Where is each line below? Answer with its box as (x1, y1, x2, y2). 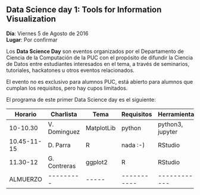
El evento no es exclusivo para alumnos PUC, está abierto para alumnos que (6, 78, 193, 85)
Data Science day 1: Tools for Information (6, 5, 162, 15)
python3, (157, 120, 183, 128)
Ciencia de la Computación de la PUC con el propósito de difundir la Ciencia (6, 54, 193, 61)
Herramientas (157, 110, 198, 118)
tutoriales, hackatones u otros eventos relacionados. (6, 67, 135, 74)
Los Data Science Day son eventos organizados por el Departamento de (6, 48, 185, 55)
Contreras (48, 162, 76, 170)
